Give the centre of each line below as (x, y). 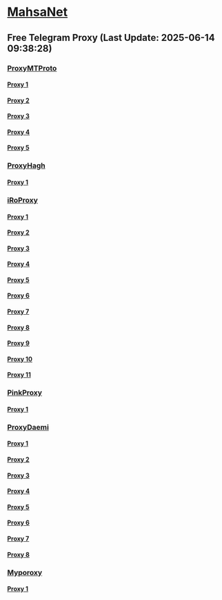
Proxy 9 (18, 343)
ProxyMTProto (32, 68)
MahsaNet (37, 12)
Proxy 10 (20, 359)
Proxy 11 (19, 375)
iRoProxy (22, 200)
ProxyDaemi (28, 427)
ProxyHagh (27, 165)
